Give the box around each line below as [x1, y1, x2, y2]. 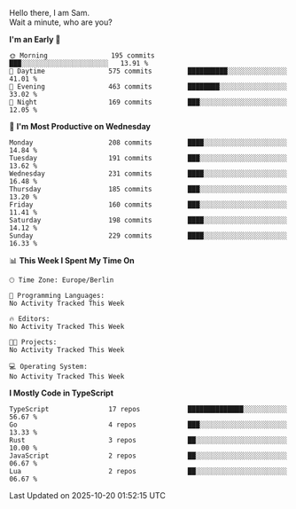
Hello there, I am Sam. [9, 8, 90, 18]
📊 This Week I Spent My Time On [9, 255, 135, 265]
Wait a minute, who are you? [9, 17, 113, 27]
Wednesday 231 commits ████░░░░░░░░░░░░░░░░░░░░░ [9, 169, 288, 178]
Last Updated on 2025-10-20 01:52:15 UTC [9, 490, 166, 500]
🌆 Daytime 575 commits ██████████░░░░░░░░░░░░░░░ [9, 67, 288, 75]
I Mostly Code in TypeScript [9, 388, 113, 398]
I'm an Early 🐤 [9, 35, 61, 44]
